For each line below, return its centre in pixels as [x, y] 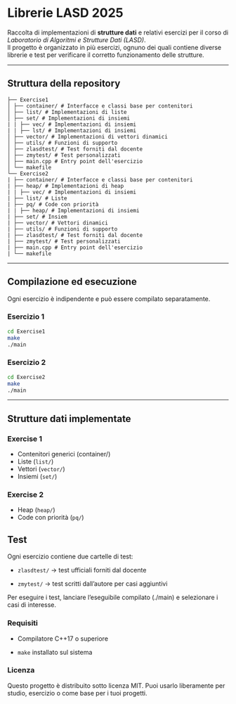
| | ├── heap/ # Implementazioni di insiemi [73, 210]
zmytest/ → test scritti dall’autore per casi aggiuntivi [92, 584]
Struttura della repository [64, 83]
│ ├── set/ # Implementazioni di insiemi [69, 118]
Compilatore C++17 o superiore [63, 639]
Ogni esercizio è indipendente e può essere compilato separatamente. [109, 299]
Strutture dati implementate [69, 419]
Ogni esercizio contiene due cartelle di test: [70, 556]
